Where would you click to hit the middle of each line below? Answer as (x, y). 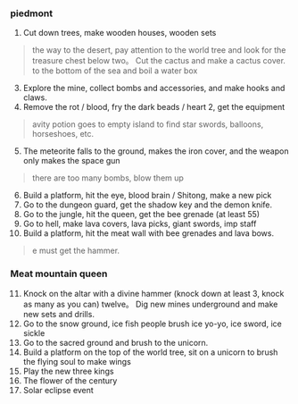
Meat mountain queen (59, 274)
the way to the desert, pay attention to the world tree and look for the (159, 50)
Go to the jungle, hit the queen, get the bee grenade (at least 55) (141, 215)
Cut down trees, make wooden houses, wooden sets (120, 33)
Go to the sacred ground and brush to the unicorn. (116, 342)
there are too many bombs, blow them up (108, 178)
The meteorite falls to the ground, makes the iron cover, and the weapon (156, 151)
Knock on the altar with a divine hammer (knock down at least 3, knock (153, 293)
